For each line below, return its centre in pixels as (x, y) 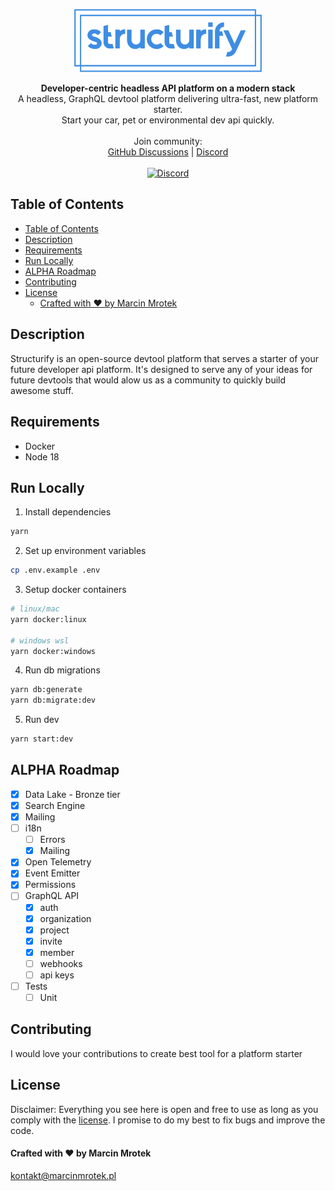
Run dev (42, 720)
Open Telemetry (58, 862)
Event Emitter (52, 873)
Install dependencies (68, 512)
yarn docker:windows (53, 651)
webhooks (61, 963)
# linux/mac (35, 609)
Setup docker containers (75, 590)
